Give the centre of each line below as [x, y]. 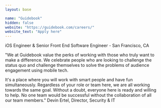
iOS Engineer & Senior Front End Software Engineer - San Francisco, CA [77, 46]
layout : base [18, 9]
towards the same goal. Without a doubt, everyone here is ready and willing [81, 90]
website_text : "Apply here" [34, 32]
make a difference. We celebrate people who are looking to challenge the [78, 60]
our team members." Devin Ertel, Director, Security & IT [60, 100]
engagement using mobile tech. [37, 70]
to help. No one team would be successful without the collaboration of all [78, 95]
